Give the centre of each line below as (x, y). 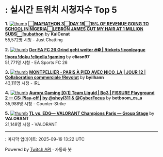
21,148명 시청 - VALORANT (31, 124)
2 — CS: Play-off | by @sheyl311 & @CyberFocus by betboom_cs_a (73, 98)
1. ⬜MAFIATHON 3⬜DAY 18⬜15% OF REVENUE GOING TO (77, 24)
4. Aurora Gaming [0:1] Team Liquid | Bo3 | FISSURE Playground (80, 93)
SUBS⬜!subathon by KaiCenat (38, 34)
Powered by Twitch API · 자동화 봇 (38, 149)
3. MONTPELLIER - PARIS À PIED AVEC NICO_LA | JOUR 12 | (75, 72)
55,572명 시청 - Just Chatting (34, 40)
